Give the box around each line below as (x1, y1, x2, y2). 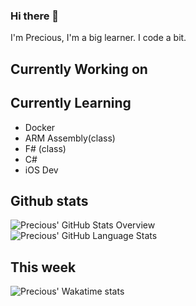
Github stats (10, 192, 89, 209)
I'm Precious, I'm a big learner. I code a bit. (10, 32, 187, 44)
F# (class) (24, 142, 67, 154)
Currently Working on (10, 60, 148, 78)
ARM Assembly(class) (24, 132, 116, 144)
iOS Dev (24, 164, 59, 176)
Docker (24, 121, 56, 133)
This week (10, 259, 77, 276)
